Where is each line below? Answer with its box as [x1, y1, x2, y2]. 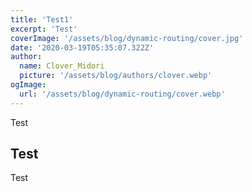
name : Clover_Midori [19, 61, 105, 71]
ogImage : [10, 80, 47, 90]
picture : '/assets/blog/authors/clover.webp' [19, 71, 213, 81]
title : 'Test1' [10, 14, 74, 25]
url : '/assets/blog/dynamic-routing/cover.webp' [19, 89, 226, 99]
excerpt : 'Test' [10, 24, 78, 34]
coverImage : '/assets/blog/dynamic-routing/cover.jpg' [10, 33, 244, 43]
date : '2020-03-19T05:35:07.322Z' [10, 42, 155, 53]
